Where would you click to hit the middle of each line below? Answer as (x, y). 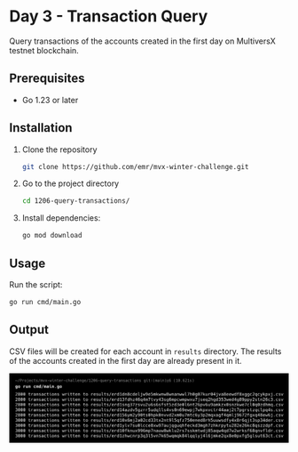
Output (29, 330)
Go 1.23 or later (50, 100)
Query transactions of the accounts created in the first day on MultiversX (143, 41)
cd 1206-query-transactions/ (76, 201)
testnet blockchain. (44, 50)
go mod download (52, 236)
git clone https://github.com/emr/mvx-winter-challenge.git (135, 166)
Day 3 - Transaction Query (109, 16)
